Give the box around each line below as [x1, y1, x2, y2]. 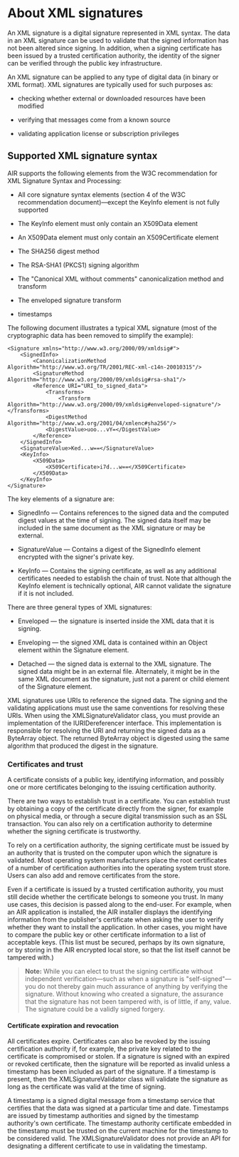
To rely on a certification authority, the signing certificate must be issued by [7, 841, 230, 850]
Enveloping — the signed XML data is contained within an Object [17, 638, 208, 647]
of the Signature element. [17, 682, 92, 691]
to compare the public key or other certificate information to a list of [7, 930, 206, 939]
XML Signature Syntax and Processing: [7, 176, 122, 185]
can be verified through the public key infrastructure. [7, 58, 162, 67]
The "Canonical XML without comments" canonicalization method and [17, 274, 224, 283]
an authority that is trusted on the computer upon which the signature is [7, 848, 218, 857]
